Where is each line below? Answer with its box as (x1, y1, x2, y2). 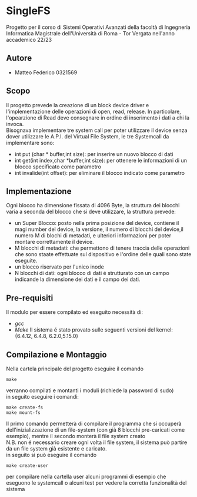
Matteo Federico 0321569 (14, 69, 78, 76)
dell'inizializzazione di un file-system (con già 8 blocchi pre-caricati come (6, 426, 185, 433)
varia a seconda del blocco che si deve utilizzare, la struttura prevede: (6, 208, 176, 216)
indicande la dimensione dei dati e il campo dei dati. (14, 276, 141, 283)
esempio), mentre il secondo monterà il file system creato (6, 433, 146, 439)
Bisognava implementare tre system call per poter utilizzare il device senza (6, 127, 188, 134)
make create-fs (6, 405, 44, 410)
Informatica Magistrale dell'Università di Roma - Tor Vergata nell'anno (6, 29, 175, 37)
